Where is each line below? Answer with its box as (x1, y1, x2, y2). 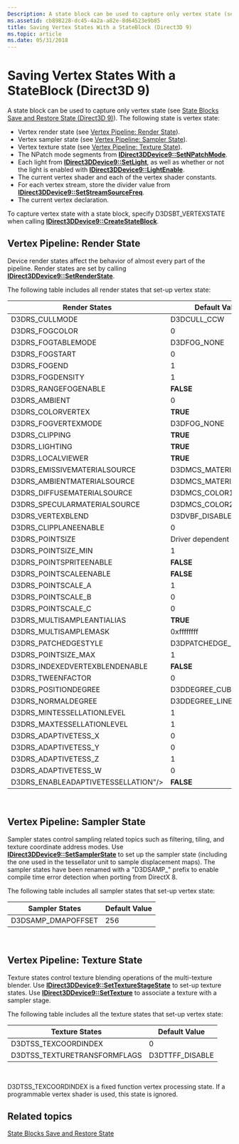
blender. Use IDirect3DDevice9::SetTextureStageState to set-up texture (7, 980, 222, 990)
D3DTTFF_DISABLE (149, 1050, 215, 1060)
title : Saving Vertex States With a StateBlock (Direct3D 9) (7, 23, 193, 31)
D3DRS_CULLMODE (11, 314, 78, 324)
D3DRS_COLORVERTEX (11, 406, 90, 416)
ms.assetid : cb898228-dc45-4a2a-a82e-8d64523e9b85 (7, 17, 161, 24)
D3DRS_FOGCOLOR (11, 325, 78, 335)
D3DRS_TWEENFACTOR (11, 673, 92, 683)
